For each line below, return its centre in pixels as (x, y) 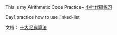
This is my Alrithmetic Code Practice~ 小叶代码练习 (59, 7)
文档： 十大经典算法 (26, 27)
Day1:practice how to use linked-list (42, 17)
